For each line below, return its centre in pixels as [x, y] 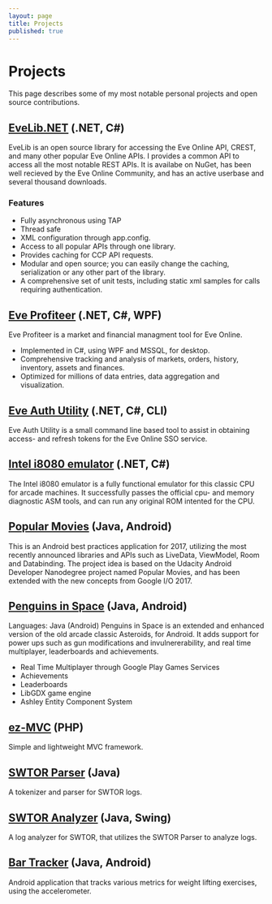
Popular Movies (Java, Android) [90, 527]
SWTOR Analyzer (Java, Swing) [90, 817]
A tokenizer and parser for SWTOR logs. [75, 792]
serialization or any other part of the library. [93, 272]
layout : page [30, 16]
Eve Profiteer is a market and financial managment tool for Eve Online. [125, 335]
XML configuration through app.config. [85, 238]
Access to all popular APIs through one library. [98, 247]
